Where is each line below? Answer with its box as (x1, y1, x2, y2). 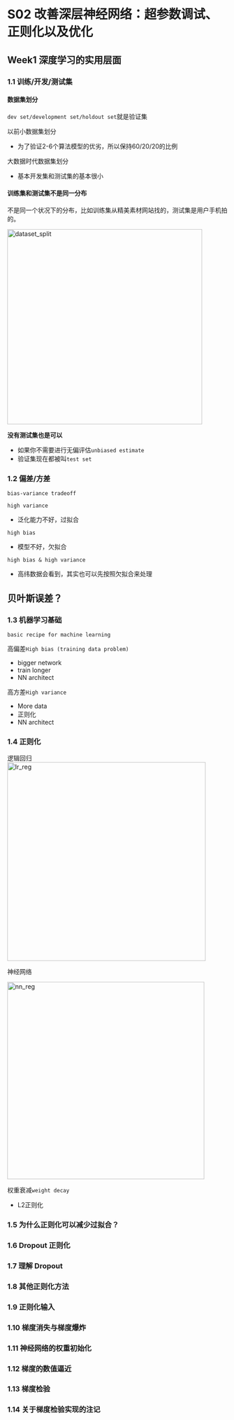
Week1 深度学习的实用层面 (7, 54, 122, 66)
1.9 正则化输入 (7, 1302, 55, 1311)
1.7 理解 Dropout (7, 1261, 63, 1271)
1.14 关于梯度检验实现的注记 (7, 1405, 101, 1414)
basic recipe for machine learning (7, 631, 111, 638)
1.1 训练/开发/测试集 (7, 76, 73, 86)
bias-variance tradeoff (7, 490, 77, 497)
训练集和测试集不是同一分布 (7, 189, 87, 197)
